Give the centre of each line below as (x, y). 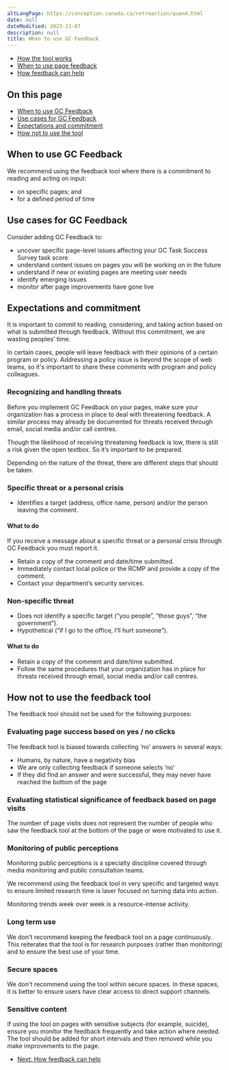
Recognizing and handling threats (64, 392)
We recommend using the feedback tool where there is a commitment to (109, 171)
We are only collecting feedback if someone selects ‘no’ (96, 767)
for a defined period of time (56, 199)
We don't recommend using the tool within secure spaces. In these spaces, (113, 984)
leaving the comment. (48, 510)
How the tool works (44, 58)
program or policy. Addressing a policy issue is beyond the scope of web (110, 360)
